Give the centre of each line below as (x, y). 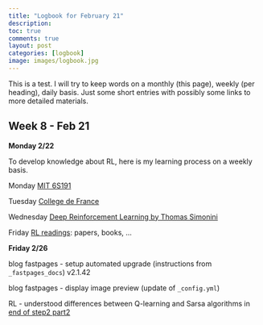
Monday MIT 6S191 (40, 185)
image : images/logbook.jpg (53, 61)
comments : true (34, 38)
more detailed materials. (48, 101)
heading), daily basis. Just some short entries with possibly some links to (129, 92)
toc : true (25, 31)
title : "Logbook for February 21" (66, 16)
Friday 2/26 (28, 248)
